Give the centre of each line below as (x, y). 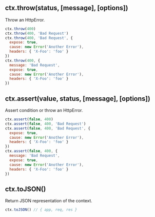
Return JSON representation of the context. (49, 201)
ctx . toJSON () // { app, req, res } (41, 210)
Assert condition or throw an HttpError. (44, 110)
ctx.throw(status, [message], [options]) (67, 8)
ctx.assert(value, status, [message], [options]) (78, 98)
